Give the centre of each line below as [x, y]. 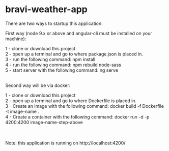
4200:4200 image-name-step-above [44, 122]
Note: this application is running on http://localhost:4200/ [65, 143]
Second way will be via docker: [38, 85]
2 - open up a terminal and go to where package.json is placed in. [74, 54]
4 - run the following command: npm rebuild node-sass [63, 65]
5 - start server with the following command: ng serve [62, 70]
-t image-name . [22, 111]
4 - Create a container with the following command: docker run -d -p [77, 117]
